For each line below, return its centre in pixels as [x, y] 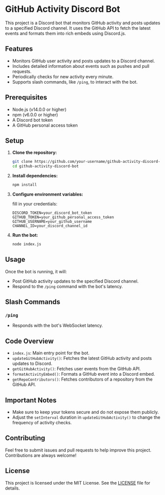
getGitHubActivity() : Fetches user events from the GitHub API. [77, 369]
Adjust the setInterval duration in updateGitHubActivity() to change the [86, 417]
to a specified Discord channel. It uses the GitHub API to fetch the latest [78, 28]
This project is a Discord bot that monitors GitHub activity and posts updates [83, 23]
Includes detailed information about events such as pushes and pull [81, 66]
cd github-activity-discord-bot [45, 166]
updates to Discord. [32, 364]
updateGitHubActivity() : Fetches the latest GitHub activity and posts [82, 358]
